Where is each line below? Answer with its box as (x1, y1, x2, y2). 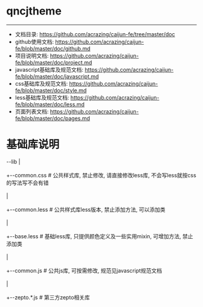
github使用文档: (14, 38, 54, 45)
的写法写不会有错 (6, 179, 49, 186)
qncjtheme (6, 4, 62, 18)
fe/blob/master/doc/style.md (14, 86, 87, 94)
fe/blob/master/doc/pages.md (14, 115, 91, 122)
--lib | (6, 158, 21, 165)
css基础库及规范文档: (14, 80, 68, 87)
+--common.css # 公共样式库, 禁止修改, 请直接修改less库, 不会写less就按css (6, 171, 196, 179)
